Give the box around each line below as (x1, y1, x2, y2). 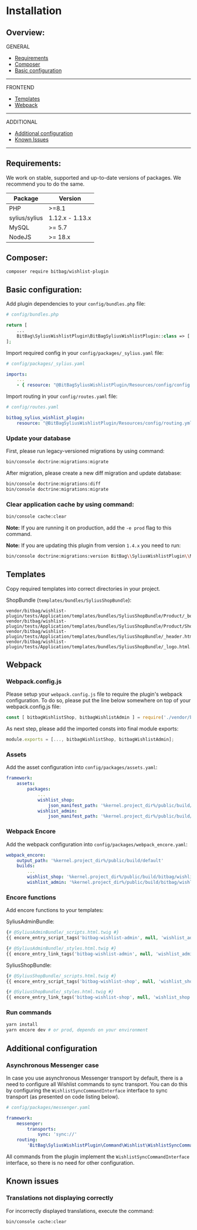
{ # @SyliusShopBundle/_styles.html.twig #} (6, 989, 114, 995)
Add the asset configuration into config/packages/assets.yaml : (6, 764, 158, 771)
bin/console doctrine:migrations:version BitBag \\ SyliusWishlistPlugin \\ (6, 553, 191, 559)
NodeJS (9, 233, 32, 241)
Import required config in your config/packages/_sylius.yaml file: (6, 349, 164, 356)
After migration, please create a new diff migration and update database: (6, 469, 182, 477)
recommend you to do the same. (6, 180, 85, 187)
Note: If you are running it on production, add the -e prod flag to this (6, 524, 172, 531)
